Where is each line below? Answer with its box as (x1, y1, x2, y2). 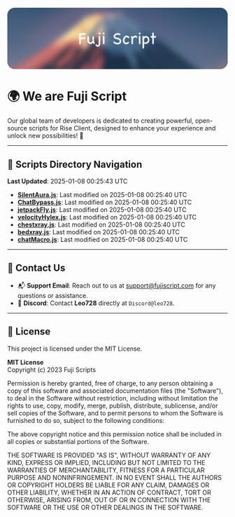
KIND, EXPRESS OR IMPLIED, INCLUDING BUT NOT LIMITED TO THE (7, 458, 206, 466)
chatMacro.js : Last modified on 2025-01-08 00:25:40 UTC (17, 236, 188, 244)
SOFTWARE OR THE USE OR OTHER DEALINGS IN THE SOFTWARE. (7, 503, 204, 511)
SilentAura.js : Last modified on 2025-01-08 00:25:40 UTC (17, 191, 187, 199)
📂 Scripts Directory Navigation (7, 159, 143, 170)
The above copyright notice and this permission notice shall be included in (7, 429, 222, 438)
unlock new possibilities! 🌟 (7, 131, 84, 140)
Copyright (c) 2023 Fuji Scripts (7, 365, 97, 374)
